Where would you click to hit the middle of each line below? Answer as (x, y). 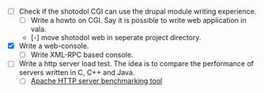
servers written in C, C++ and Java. (77, 73)
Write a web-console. (54, 46)
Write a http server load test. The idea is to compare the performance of (136, 64)
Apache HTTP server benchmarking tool (96, 81)
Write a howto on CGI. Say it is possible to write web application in (138, 20)
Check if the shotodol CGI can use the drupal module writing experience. (138, 11)
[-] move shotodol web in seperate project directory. (116, 38)
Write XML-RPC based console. (82, 55)
